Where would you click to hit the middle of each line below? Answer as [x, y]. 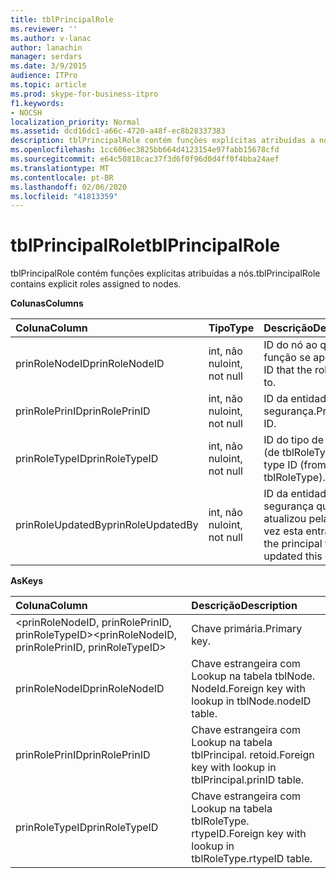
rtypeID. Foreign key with [249, 834]
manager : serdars [46, 57]
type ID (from [295, 465]
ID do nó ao [290, 345]
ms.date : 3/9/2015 [48, 66]
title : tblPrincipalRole [62, 19]
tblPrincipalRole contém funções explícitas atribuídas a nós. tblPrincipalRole [165, 273]
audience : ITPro [44, 76]
